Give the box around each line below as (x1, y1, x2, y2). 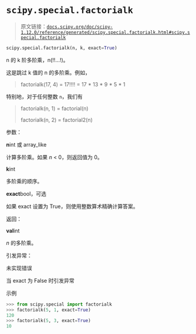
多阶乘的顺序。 (6, 177, 43, 184)
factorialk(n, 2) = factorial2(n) (20, 116, 93, 123)
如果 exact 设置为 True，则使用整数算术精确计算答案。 (6, 203, 139, 210)
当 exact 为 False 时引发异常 (6, 277, 75, 284)
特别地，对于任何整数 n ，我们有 (6, 93, 83, 100)
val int (6, 227, 20, 234)
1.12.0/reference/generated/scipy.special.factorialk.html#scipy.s (20, 29, 190, 35)
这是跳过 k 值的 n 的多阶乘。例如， (6, 69, 90, 76)
